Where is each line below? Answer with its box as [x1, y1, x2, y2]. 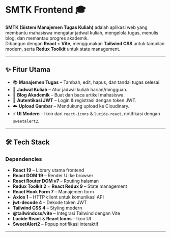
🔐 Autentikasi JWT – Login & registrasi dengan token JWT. [12, 97, 137, 103]
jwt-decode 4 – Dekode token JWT [12, 199, 87, 206]
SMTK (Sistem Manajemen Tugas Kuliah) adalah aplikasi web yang [5, 24, 148, 30]
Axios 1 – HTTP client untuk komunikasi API [12, 194, 104, 200]
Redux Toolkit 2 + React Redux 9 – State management [12, 183, 127, 189]
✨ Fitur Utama [5, 65, 51, 74]
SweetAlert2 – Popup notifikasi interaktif [12, 221, 99, 227]
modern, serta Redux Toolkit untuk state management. [5, 46, 121, 52]
